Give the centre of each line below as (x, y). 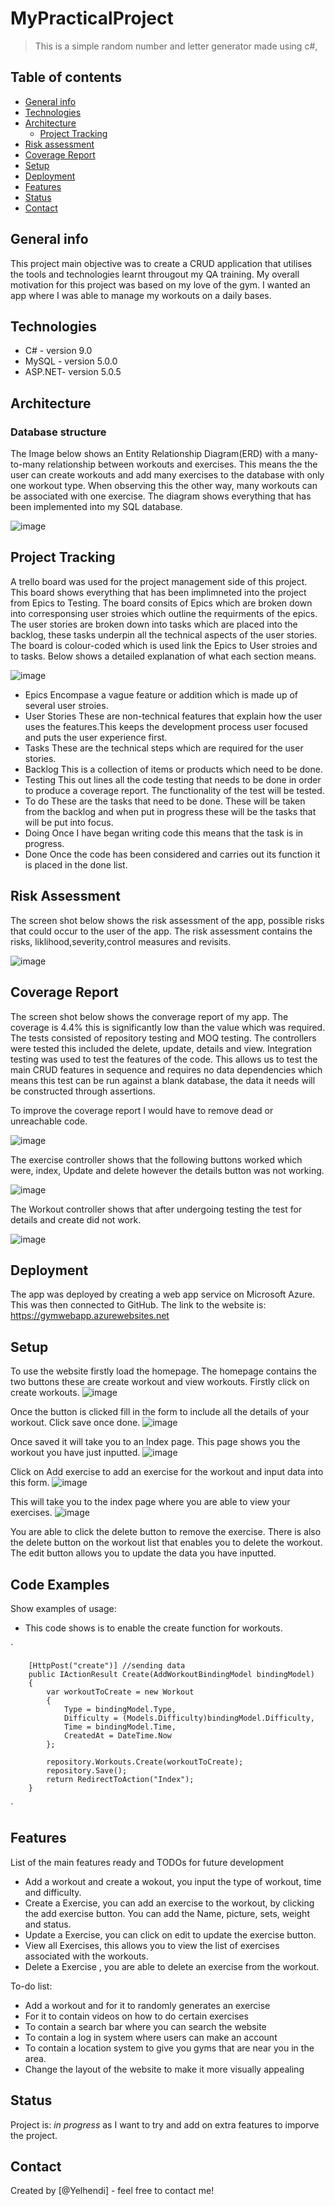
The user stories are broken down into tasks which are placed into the (154, 624)
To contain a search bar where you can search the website (145, 2026)
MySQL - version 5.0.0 (71, 361)
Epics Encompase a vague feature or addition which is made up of (161, 694)
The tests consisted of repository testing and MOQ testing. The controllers (163, 1038)
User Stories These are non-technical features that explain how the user (173, 716)
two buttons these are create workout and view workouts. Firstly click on (160, 1382)
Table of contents (66, 77)
